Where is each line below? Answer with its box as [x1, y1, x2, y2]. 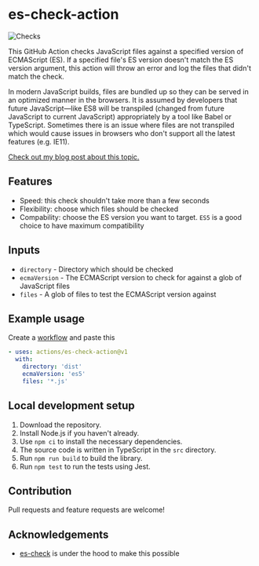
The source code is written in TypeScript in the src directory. [19, 445, 217, 455]
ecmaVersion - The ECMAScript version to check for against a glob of [19, 272, 242, 282]
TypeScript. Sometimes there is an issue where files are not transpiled [8, 120, 235, 130]
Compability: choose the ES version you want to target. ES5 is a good [19, 212, 242, 221]
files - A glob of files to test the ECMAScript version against [19, 289, 217, 299]
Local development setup [8, 399, 135, 413]
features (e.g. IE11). [8, 137, 70, 146]
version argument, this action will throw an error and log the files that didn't [8, 63, 251, 72]
